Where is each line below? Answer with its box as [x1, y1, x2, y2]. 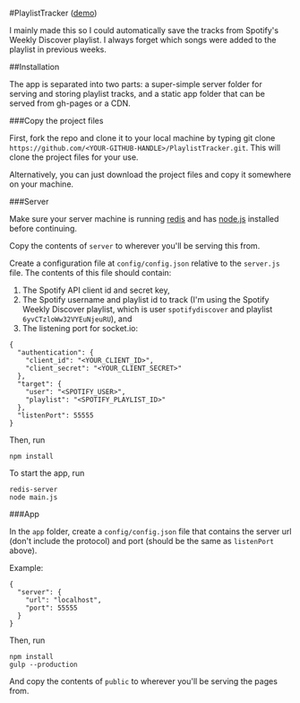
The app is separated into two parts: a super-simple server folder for [9, 79, 262, 89]
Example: [9, 563, 44, 573]
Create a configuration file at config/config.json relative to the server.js [9, 258, 280, 268]
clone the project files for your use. [9, 152, 139, 163]
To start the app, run [9, 468, 85, 479]
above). [9, 545, 38, 556]
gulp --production [9, 660, 78, 669]
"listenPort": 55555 [17, 411, 94, 420]
